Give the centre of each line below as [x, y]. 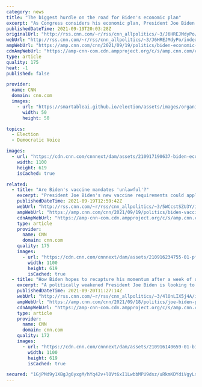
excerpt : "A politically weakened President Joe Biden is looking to [106, 285]
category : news [25, 12]
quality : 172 [33, 336]
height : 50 [36, 118]
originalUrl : [23, 34]
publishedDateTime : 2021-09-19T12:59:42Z [69, 201]
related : [17, 184]
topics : [16, 129]
